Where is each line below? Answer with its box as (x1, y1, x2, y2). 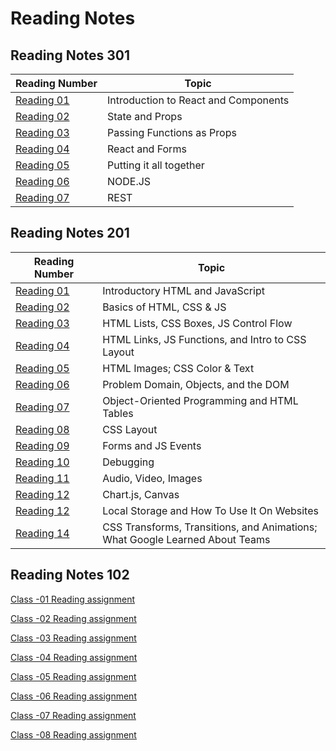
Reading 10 (15, 455, 70, 469)
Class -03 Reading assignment (10, 632, 137, 644)
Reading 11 (15, 471, 70, 485)
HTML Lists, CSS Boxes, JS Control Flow (102, 316, 293, 330)
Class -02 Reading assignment (10, 612, 137, 624)
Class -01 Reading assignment (10, 593, 135, 605)
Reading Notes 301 (10, 47, 131, 64)
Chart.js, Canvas (102, 487, 180, 501)
